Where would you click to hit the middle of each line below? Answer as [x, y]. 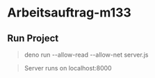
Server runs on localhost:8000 [68, 68]
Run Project [33, 38]
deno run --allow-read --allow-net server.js [86, 55]
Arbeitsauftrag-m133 [70, 13]
